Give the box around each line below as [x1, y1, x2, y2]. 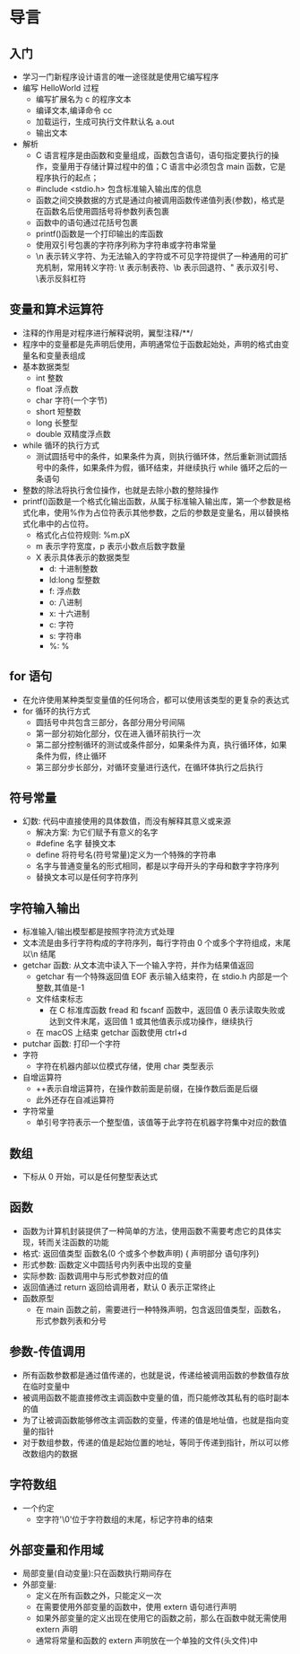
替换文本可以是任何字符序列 [35, 871, 139, 883]
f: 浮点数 [48, 585, 81, 596]
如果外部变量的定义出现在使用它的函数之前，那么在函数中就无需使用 [35, 1613, 287, 1623]
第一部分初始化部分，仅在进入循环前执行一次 [35, 728, 201, 739]
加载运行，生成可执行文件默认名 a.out [35, 117, 175, 127]
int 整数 [35, 372, 64, 383]
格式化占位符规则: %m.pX [35, 529, 131, 540]
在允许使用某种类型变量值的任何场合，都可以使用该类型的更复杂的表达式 [21, 694, 289, 704]
